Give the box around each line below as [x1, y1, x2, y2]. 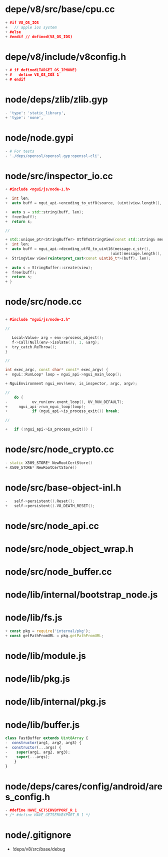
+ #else [5, 29, 21, 35]
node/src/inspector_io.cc [5, 170, 113, 182]
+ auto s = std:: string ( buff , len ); [5, 209, 84, 214]
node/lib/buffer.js [5, 719, 80, 730]
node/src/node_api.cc [5, 520, 99, 532]
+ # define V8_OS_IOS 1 [5, 72, 59, 77]
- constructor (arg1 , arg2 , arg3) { [5, 741, 81, 746]
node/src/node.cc [5, 296, 82, 307]
